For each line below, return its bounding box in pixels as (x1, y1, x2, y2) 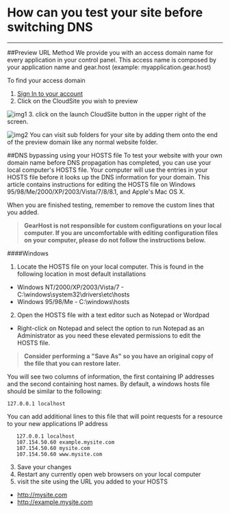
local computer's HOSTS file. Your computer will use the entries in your (7, 166, 208, 174)
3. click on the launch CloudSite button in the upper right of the (28, 110, 207, 118)
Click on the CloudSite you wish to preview (16, 97, 138, 105)
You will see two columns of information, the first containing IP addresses (7, 372, 214, 381)
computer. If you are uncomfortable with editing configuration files (23, 228, 218, 237)
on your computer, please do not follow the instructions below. (23, 236, 206, 244)
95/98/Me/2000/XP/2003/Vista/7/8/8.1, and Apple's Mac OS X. (7, 187, 186, 196)
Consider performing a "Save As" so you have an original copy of (23, 351, 214, 360)
